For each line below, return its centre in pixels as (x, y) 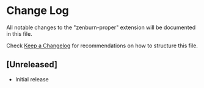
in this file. (19, 33)
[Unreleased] (32, 65)
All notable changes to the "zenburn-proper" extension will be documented (101, 27)
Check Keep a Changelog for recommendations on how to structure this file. (102, 46)
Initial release (32, 79)
